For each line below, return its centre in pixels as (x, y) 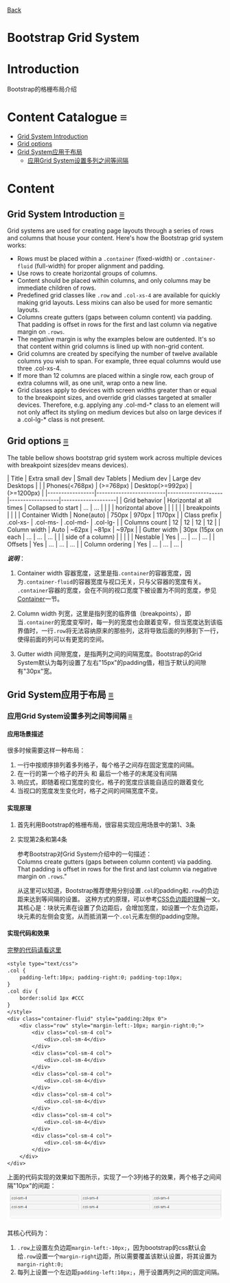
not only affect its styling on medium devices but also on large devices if (119, 412)
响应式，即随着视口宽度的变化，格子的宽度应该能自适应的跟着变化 (110, 782)
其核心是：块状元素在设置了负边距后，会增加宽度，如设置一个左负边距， (119, 907)
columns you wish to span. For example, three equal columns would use (119, 361)
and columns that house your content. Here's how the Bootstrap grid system (115, 238)
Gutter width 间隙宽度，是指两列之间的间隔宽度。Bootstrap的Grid (110, 654)
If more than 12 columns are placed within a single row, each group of (115, 376)
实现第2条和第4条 (42, 839)
